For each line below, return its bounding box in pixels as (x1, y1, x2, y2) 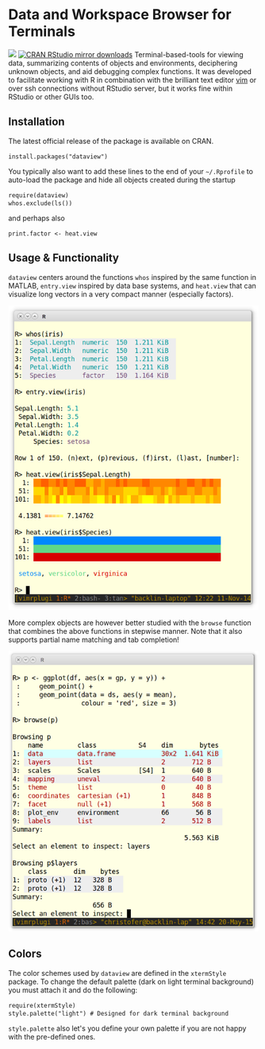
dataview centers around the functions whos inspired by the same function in (8, 272, 256, 282)
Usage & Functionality (8, 251, 119, 265)
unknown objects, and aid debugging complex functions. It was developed (8, 66, 252, 76)
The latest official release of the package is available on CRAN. (8, 136, 214, 146)
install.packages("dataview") (8, 153, 109, 161)
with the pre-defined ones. (8, 1032, 96, 1041)
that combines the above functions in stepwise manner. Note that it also (8, 627, 243, 636)
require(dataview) (8, 191, 69, 200)
